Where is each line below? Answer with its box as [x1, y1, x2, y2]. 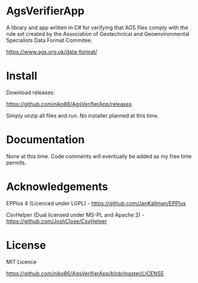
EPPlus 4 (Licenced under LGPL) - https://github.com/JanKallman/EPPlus [6, 199, 186, 207]
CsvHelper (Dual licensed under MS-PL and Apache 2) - [6, 211, 145, 219]
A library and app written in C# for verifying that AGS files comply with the [6, 24, 188, 31]
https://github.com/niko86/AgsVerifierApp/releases [6, 100, 132, 107]
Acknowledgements [6, 180, 109, 193]
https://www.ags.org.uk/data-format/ [6, 48, 97, 55]
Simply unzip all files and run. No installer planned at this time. [6, 112, 159, 119]
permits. [6, 159, 27, 166]
